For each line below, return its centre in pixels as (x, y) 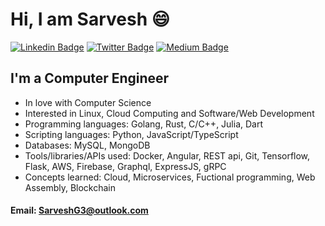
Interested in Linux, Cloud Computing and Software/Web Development (169, 113)
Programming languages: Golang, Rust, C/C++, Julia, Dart (144, 124)
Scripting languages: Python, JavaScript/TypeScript (131, 134)
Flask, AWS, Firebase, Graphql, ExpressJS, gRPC (125, 166)
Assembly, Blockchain (70, 187)
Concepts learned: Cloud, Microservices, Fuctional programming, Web (170, 177)
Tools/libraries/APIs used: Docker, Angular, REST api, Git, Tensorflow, (167, 155)
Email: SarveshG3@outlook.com (79, 210)
